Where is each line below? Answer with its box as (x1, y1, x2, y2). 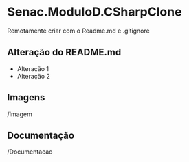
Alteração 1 (16, 64, 49, 72)
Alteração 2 (16, 72, 50, 80)
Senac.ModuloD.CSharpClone (7, 4, 182, 20)
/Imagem (7, 110, 32, 118)
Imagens (7, 92, 45, 103)
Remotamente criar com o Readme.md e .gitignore (7, 27, 150, 35)
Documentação (7, 129, 74, 141)
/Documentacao (7, 148, 53, 156)
